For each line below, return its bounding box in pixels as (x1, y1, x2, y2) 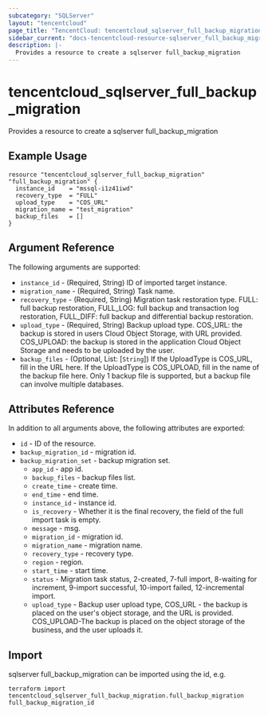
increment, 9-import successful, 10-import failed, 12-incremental (31, 583, 245, 592)
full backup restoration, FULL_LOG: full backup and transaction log (19, 303, 239, 312)
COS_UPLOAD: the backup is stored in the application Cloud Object (19, 336, 242, 347)
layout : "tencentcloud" (8, 19, 88, 27)
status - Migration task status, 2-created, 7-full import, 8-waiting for (31, 575, 258, 584)
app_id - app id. (31, 464, 84, 474)
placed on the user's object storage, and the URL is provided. (31, 608, 234, 618)
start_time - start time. (31, 566, 108, 576)
